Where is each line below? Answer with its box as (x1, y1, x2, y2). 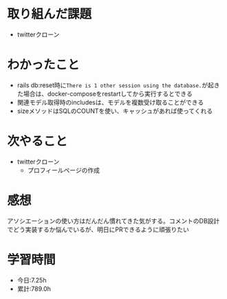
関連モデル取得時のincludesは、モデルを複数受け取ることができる (17, 98, 204, 107)
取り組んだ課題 (7, 6, 92, 22)
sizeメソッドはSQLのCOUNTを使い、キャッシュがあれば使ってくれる (17, 107, 213, 115)
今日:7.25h (17, 276, 47, 284)
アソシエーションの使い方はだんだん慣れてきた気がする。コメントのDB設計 (7, 217, 220, 225)
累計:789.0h (17, 285, 52, 293)
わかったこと (7, 57, 80, 73)
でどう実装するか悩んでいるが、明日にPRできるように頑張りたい (7, 225, 189, 234)
